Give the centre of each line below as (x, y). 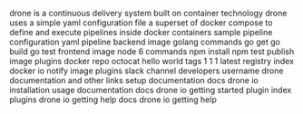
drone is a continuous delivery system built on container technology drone (148, 13)
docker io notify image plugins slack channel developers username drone (147, 71)
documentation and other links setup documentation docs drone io (134, 80)
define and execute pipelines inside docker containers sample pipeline (141, 32)
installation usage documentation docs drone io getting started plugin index (151, 90)
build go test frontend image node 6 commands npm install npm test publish (152, 52)
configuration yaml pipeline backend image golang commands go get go (145, 42)
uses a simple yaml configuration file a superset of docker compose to (141, 23)
